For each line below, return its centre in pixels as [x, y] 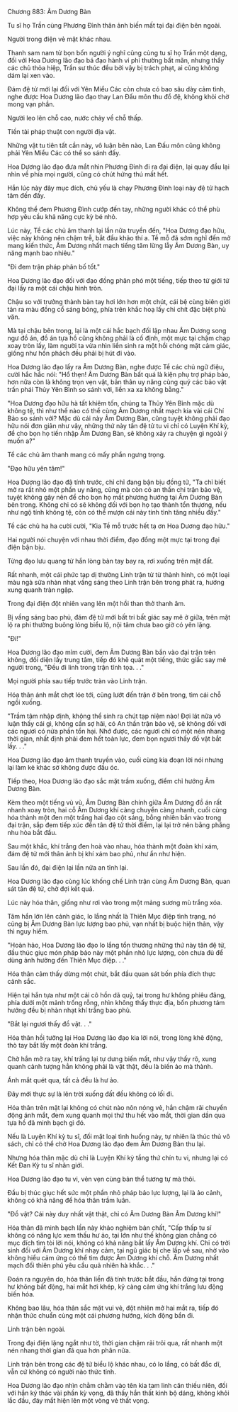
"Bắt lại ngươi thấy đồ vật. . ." [50, 1024]
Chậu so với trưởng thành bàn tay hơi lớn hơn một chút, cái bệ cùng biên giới [119, 302]
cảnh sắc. [22, 981]
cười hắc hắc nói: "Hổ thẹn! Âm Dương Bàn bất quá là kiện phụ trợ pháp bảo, [119, 374]
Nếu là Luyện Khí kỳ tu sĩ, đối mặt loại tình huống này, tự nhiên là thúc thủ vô [119, 1136]
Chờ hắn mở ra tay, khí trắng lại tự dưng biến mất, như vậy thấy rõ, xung [112, 1059]
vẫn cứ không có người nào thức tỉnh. [62, 1372]
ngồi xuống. [25, 702]
